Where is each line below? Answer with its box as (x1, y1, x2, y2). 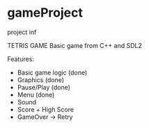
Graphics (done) (17, 75, 65, 84)
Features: (7, 54, 35, 63)
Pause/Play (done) (17, 83, 71, 91)
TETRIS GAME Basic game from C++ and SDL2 (7, 41, 143, 49)
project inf (7, 28, 37, 36)
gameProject (7, 5, 84, 21)
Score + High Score (17, 105, 74, 113)
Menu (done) (17, 90, 55, 99)
